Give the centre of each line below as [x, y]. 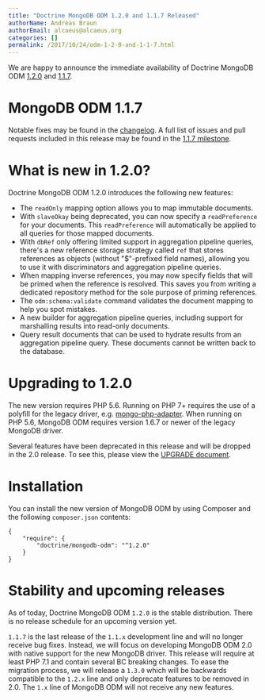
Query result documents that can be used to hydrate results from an [131, 335]
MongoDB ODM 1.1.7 [76, 108]
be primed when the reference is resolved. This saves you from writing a [138, 284]
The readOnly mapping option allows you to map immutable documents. [136, 208]
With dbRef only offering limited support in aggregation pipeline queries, [136, 242]
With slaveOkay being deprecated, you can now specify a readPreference [138, 216]
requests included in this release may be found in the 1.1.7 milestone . [120, 139]
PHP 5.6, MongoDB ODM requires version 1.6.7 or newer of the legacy [122, 422]
